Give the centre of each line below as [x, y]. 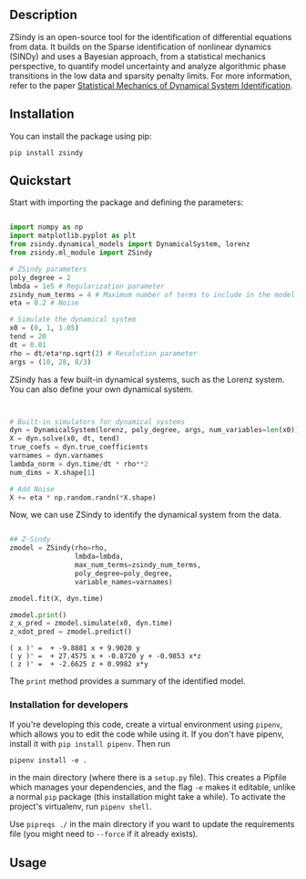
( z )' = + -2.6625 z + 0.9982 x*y [79, 665]
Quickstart [41, 181]
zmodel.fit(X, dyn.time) [56, 598]
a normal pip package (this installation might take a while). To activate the [148, 797]
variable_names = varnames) [123, 582]
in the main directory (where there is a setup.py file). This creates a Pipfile [148, 778]
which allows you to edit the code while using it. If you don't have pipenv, [147, 734]
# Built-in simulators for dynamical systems [97, 422]
